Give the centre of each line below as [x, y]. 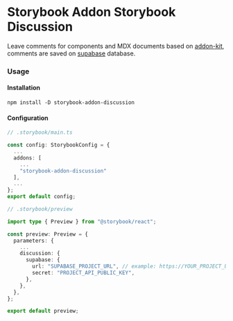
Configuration [28, 118]
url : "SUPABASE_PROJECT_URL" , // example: [94, 267]
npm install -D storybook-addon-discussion [71, 103]
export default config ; [42, 197]
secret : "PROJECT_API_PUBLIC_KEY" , [84, 273]
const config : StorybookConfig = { [59, 145]
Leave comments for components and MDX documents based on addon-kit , [116, 46]
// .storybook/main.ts [40, 132]
